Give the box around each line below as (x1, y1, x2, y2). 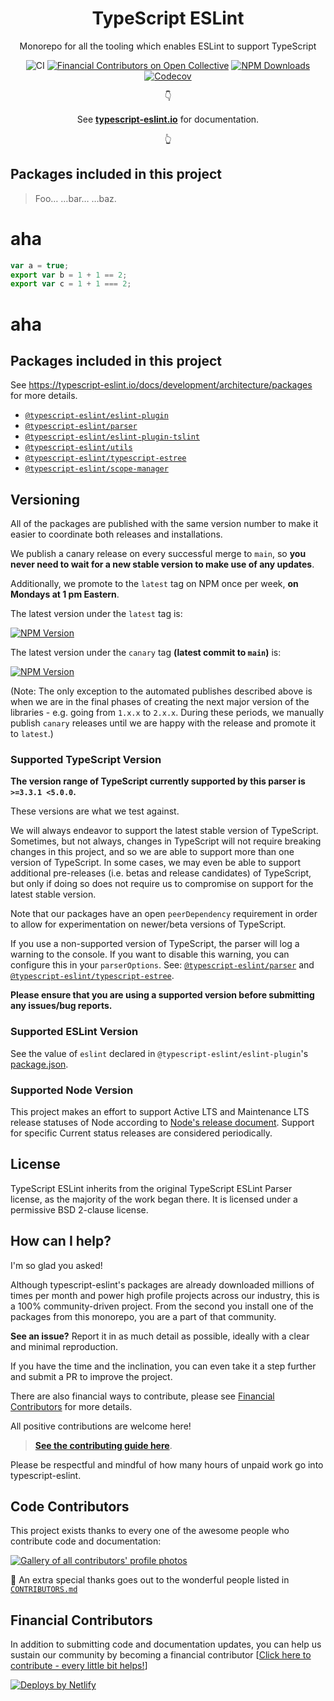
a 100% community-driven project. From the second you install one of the (10, 1300, 314, 1312)
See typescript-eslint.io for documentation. (76, 113, 260, 125)
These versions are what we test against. (10, 805, 180, 817)
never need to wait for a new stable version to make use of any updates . (10, 558, 315, 571)
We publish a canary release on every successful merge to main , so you (10, 548, 307, 560)
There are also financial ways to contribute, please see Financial (10, 1390, 275, 1402)
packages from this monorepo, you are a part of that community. (10, 1310, 277, 1322)
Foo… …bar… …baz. (34, 192, 117, 204)
